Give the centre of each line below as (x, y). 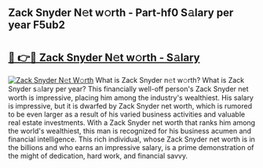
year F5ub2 (37, 25)
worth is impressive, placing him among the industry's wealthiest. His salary (131, 98)
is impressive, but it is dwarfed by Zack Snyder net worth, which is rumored (130, 106)
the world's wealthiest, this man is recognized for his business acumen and (130, 131)
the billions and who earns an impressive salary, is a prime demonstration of (131, 147)
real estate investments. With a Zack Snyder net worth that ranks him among (132, 123)
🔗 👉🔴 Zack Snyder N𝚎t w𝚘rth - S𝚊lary (104, 57)
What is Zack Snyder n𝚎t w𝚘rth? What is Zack (170, 80)
